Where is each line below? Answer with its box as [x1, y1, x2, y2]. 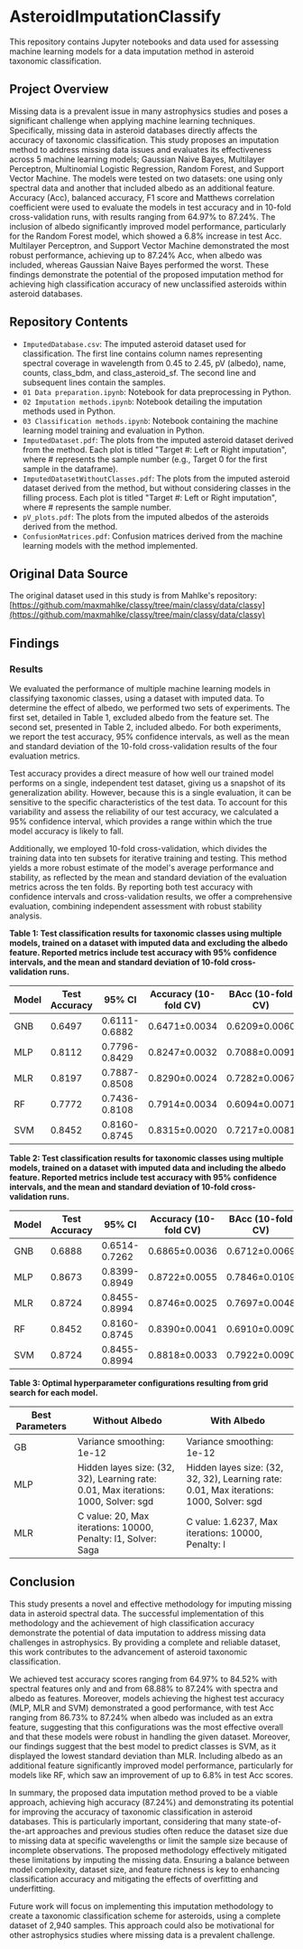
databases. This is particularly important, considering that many [9, 1815, 246, 1827]
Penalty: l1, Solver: [77, 1532, 157, 1545]
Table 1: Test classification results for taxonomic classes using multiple [9, 928, 282, 939]
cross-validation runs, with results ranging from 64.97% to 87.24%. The [9, 211, 276, 222]
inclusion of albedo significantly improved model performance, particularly [9, 221, 287, 231]
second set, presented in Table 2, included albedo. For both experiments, [9, 721, 281, 733]
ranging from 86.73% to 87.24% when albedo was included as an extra [9, 1711, 273, 1723]
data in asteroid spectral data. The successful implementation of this [9, 1607, 264, 1619]
